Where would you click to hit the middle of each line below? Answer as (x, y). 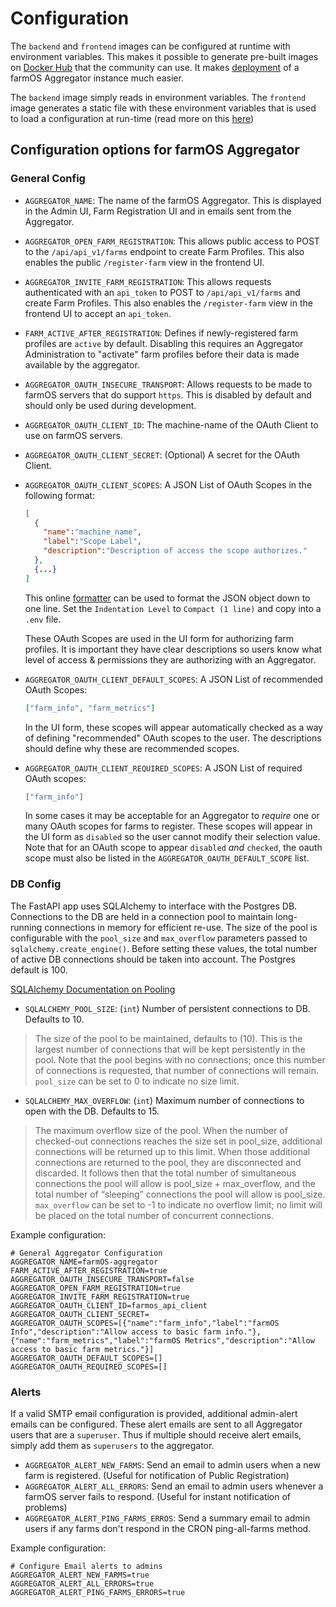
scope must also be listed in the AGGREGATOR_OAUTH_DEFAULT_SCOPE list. (167, 858)
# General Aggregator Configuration (86, 1253)
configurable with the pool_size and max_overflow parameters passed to (159, 938)
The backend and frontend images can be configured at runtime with (150, 46)
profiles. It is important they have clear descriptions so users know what (173, 649)
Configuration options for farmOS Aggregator (155, 150)
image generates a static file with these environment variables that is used (163, 108)
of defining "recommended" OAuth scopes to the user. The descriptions (173, 738)
